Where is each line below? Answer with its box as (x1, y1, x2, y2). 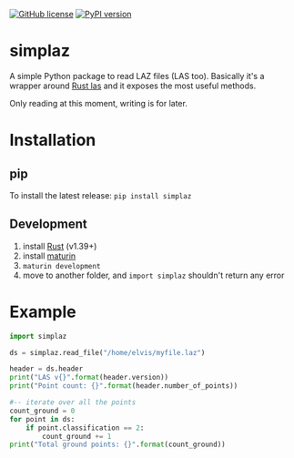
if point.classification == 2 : (25, 423, 145, 433)
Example (9, 301, 76, 322)
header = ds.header (9, 364, 84, 373)
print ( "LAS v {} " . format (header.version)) (9, 373, 169, 382)
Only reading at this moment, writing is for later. (9, 97, 188, 108)
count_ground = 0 (9, 406, 76, 415)
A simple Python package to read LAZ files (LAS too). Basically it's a (9, 70, 265, 81)
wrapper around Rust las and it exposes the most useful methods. (9, 80, 257, 91)
